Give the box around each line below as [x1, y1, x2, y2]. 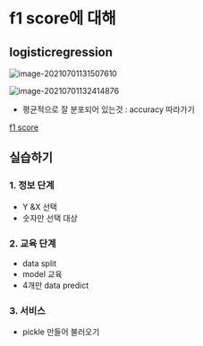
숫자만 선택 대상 [21, 212, 78, 223]
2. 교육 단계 [9, 237, 56, 249]
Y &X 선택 [21, 201, 58, 212]
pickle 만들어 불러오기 [21, 326, 100, 337]
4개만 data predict [21, 280, 89, 290]
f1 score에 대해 [9, 8, 116, 29]
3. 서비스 [9, 304, 47, 316]
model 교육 [21, 268, 63, 279]
